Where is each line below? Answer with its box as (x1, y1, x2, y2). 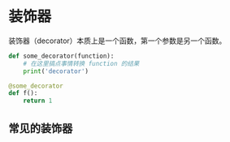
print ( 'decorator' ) (23, 67, 89, 75)
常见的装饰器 (8, 121, 73, 135)
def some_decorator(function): (8, 52, 115, 60)
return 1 (23, 97, 53, 105)
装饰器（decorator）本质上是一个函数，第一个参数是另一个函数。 (8, 36, 227, 45)
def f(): (8, 89, 38, 97)
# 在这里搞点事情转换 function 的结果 (23, 59, 140, 67)
